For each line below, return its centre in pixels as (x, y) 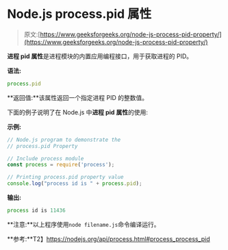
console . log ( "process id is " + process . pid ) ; (75, 184)
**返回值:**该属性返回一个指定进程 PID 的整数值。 (78, 97)
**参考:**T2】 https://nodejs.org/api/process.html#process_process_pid (109, 239)
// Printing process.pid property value (66, 177)
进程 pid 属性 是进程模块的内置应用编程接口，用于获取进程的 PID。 (100, 56)
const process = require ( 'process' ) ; (61, 165)
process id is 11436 (37, 211)
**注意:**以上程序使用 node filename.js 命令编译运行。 (84, 224)
